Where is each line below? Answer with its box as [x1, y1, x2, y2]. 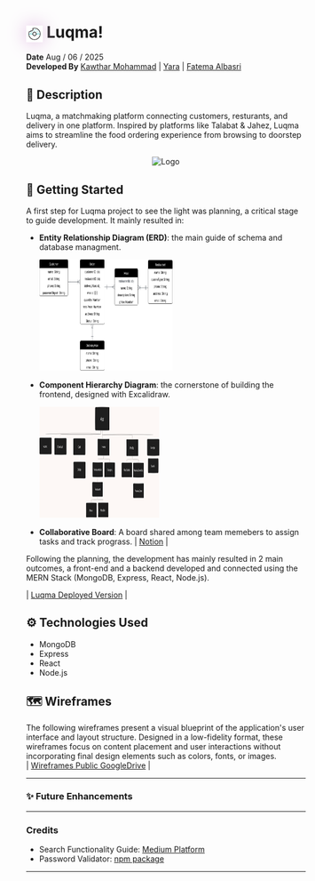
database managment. [38, 241, 122, 252]
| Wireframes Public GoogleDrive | [26, 760, 152, 771]
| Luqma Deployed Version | [26, 589, 128, 600]
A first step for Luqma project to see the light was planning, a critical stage [26, 205, 299, 216]
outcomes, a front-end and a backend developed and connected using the [26, 563, 298, 573]
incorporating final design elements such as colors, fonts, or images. [26, 750, 277, 761]
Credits [26, 823, 59, 836]
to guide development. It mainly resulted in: [26, 214, 185, 226]
